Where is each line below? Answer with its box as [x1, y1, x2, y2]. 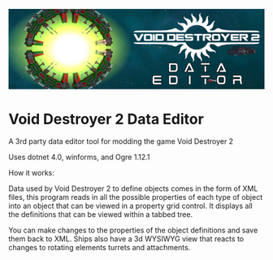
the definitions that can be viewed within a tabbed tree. [8, 210, 193, 219]
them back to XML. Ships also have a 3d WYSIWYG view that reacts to [8, 234, 245, 244]
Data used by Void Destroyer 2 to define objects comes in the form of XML [8, 184, 258, 193]
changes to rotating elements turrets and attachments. [8, 243, 191, 253]
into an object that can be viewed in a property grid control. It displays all [8, 201, 253, 211]
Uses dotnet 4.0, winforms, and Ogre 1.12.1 [8, 152, 150, 162]
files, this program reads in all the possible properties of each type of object [8, 193, 263, 202]
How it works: [8, 168, 55, 178]
